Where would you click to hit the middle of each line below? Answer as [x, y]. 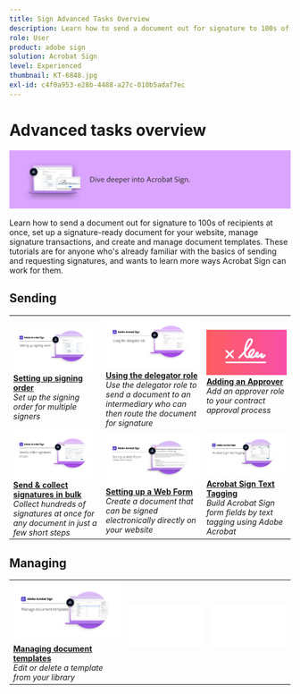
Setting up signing [48, 378]
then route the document [151, 414]
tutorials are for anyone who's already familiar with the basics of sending [143, 251]
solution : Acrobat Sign [54, 57]
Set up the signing [46, 397]
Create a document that [150, 502]
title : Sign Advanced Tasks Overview [79, 19]
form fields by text [240, 512]
